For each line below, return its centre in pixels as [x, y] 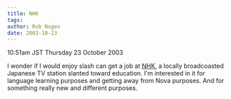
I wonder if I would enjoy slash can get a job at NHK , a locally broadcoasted [115, 66]
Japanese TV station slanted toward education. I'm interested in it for [106, 73]
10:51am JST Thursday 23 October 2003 [65, 53]
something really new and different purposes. [72, 88]
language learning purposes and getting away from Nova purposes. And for [116, 81]
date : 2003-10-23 [32, 33]
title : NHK [23, 13]
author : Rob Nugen [34, 26]
